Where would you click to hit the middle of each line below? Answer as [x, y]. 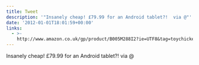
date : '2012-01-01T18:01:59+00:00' [50, 22]
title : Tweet [22, 12]
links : [14, 28]
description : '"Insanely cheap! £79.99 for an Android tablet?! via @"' [99, 17]
